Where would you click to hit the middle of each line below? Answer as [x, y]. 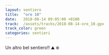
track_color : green [26, 28]
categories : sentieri [28, 33]
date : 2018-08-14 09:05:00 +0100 [42, 19]
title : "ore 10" [23, 14]
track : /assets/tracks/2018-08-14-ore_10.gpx [55, 24]
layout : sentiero [23, 10]
